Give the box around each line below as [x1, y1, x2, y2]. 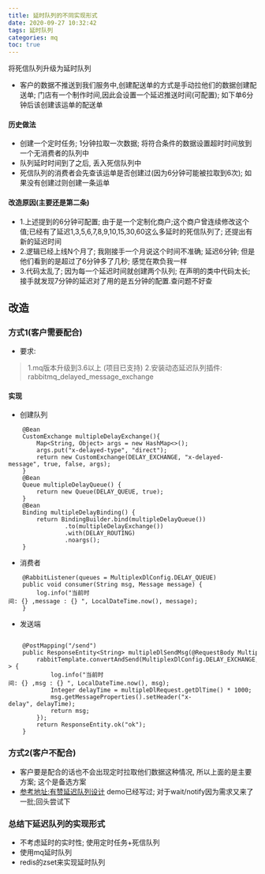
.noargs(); [64, 536, 101, 545]
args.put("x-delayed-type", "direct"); [36, 447, 168, 455]
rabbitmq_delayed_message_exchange [27, 372, 154, 381]
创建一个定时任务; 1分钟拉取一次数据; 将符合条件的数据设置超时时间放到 [19, 139, 252, 148]
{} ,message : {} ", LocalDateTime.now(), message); [21, 598, 199, 606]
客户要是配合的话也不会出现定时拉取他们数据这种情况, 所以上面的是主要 [19, 767, 252, 776]
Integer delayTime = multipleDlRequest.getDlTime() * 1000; [50, 686, 252, 695]
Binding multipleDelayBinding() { [22, 508, 136, 517]
